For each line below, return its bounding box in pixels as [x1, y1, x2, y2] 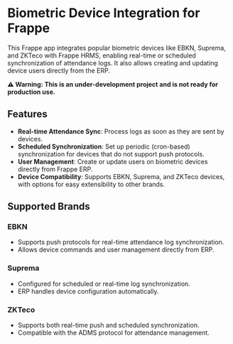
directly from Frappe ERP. [17, 165, 93, 173]
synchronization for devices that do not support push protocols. [17, 149, 205, 158]
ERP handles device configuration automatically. [17, 286, 159, 296]
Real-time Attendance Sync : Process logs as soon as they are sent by [17, 127, 225, 136]
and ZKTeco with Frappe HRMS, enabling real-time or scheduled [7, 51, 197, 60]
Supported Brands [7, 200, 90, 213]
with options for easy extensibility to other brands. [17, 180, 166, 188]
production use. [7, 87, 55, 96]
